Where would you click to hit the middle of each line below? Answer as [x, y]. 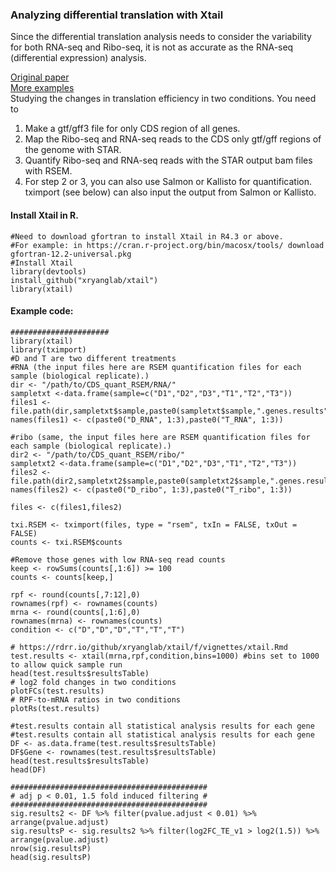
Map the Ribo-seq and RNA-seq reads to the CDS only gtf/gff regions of [173, 139]
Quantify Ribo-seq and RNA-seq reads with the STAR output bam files [168, 160]
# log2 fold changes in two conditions [93, 682]
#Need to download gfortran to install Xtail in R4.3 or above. [147, 236]
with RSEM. [48, 171]
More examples [42, 88]
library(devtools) [48, 271]
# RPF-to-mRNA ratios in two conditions [96, 699]
